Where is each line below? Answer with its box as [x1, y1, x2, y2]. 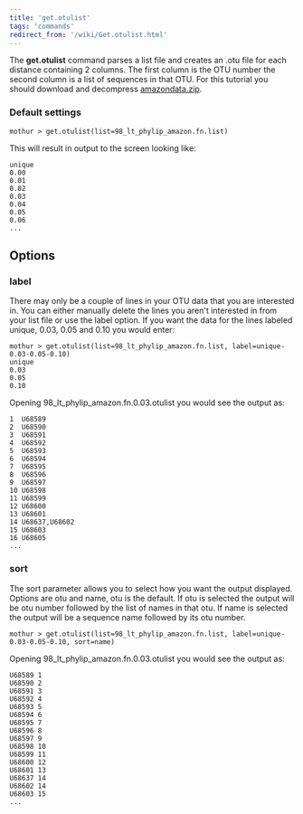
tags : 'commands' [9, 22, 75, 31]
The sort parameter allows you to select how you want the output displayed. [9, 582, 293, 593]
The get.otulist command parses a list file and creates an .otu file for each [9, 55, 288, 66]
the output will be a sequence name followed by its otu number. [9, 611, 246, 622]
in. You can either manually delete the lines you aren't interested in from [9, 305, 278, 317]
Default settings [9, 106, 81, 118]
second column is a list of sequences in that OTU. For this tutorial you [9, 74, 269, 85]
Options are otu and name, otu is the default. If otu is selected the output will [9, 592, 295, 603]
